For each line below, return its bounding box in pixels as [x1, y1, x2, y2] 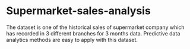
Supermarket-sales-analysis [6, 4, 151, 18]
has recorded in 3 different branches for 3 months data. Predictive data [6, 30, 180, 37]
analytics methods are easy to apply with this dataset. [6, 36, 138, 43]
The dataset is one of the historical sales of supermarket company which [6, 24, 185, 31]
